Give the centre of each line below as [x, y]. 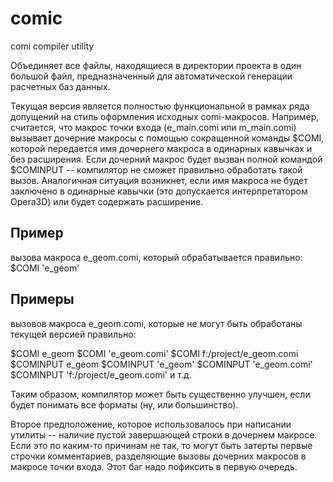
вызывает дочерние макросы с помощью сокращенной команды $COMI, [167, 138]
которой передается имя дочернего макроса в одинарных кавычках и [161, 148]
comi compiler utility [52, 46]
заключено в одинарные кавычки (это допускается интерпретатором [159, 191]
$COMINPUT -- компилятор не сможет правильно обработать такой [156, 169]
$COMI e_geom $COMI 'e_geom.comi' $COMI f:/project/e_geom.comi [154, 353]
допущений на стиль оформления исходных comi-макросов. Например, [165, 116]
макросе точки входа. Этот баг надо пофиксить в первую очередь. [154, 466]
